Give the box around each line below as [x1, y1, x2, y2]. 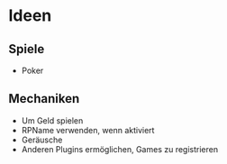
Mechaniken [8, 91, 80, 106]
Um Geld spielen [21, 114, 84, 126]
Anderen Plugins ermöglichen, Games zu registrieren [21, 143, 218, 154]
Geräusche [21, 134, 63, 145]
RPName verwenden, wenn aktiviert [21, 124, 155, 135]
